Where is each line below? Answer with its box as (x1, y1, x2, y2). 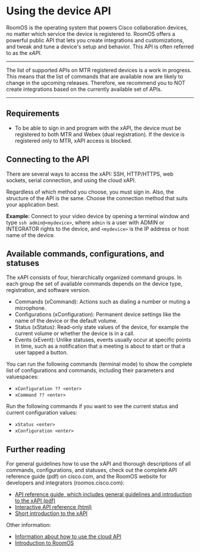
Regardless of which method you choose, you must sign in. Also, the (6, 188, 174, 195)
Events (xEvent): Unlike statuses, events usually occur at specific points (14, 336, 192, 344)
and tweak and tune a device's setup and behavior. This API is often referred (6, 43, 194, 50)
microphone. (14, 305, 46, 312)
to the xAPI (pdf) (14, 497, 56, 504)
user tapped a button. (14, 349, 68, 356)
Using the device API (6, 4, 111, 18)
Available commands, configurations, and (6, 249, 165, 259)
